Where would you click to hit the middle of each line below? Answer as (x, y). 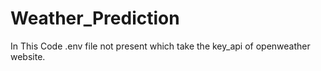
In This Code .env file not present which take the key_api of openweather (160, 46)
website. (28, 56)
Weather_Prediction (95, 18)
